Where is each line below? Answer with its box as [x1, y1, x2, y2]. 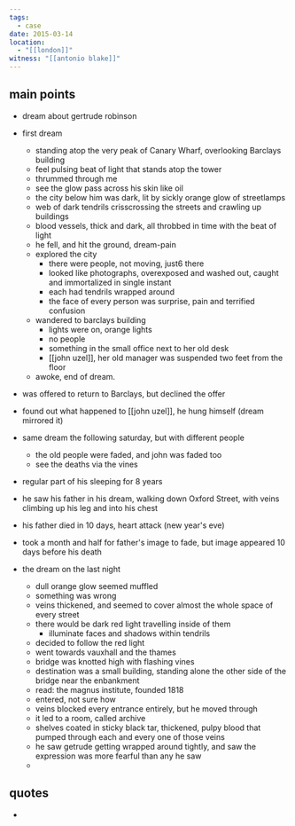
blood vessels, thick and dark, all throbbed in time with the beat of [35, 220, 277, 231]
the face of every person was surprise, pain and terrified [48, 295, 255, 306]
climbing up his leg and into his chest [21, 502, 158, 513]
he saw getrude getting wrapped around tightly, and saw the [35, 741, 257, 751]
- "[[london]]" [17, 46, 74, 55]
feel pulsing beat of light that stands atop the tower [35, 163, 222, 174]
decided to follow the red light [35, 637, 145, 648]
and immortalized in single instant [48, 277, 172, 287]
